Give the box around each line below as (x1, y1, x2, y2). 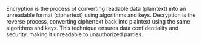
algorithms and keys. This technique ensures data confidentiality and (6, 24, 179, 31)
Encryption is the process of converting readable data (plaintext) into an (6, 5, 186, 12)
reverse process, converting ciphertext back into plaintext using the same (6, 18, 190, 25)
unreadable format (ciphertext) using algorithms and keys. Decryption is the (6, 11, 196, 19)
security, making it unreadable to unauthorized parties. (6, 31, 144, 38)
